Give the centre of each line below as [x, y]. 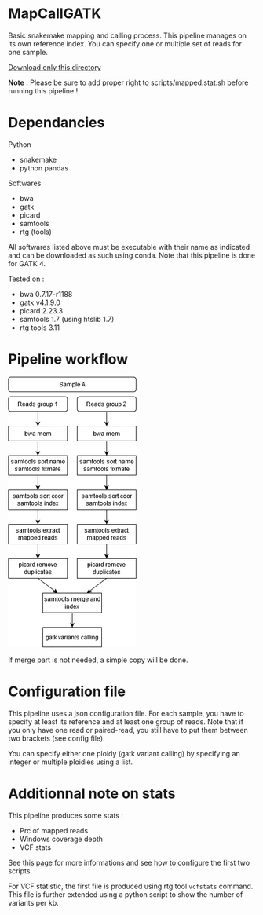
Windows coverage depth [61, 839]
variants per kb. [33, 902]
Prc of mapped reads [54, 830]
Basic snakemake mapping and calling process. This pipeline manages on [128, 35]
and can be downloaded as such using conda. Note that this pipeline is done [132, 255]
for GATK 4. [27, 263]
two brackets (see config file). [57, 738]
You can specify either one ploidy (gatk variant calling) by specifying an [124, 753]
